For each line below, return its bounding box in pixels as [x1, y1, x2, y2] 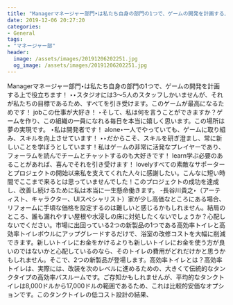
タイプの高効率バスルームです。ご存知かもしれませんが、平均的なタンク [12, 272, 218, 281]
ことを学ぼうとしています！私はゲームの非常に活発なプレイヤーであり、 [19, 142, 225, 151]
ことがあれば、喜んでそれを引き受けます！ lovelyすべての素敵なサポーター [12, 160, 225, 168]
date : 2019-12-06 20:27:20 [7, 17, 85, 24]
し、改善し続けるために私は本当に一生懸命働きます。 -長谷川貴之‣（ [7, 186, 203, 195]
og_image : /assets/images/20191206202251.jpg [13, 62, 148, 69]
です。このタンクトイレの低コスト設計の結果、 [19, 290, 153, 299]
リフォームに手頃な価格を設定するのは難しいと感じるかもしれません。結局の [7, 203, 226, 212]
